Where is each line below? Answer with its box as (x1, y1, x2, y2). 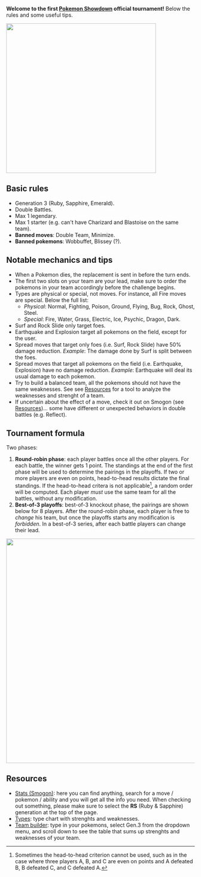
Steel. (23, 309, 38, 316)
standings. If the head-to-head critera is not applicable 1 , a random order (14, 481, 193, 490)
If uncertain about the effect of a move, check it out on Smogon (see (14, 398, 184, 405)
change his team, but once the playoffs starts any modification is (14, 514, 175, 521)
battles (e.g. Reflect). (14, 411, 67, 418)
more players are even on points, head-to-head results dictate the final (14, 475, 190, 482)
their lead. (14, 527, 40, 534)
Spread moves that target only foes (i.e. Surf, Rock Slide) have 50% (14, 341, 181, 348)
